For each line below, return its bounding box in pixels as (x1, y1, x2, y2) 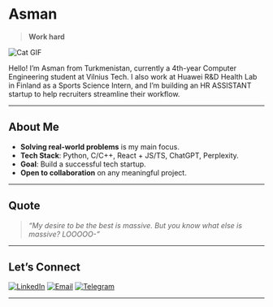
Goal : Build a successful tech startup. (19, 159, 146, 169)
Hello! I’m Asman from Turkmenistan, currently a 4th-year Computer (8, 63, 237, 73)
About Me (8, 120, 59, 134)
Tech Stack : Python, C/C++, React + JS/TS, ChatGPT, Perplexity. (19, 150, 240, 160)
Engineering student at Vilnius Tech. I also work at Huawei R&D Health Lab (8, 71, 258, 81)
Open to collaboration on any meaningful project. (19, 167, 187, 177)
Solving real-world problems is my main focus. (19, 141, 180, 151)
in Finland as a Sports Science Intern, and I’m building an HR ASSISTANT (8, 80, 252, 90)
